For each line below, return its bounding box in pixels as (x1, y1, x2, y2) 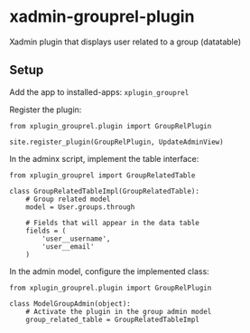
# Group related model (25, 195, 111, 204)
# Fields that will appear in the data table (25, 218, 200, 227)
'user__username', (42, 233, 111, 243)
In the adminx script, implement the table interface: (9, 153, 199, 164)
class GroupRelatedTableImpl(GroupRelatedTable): (9, 186, 200, 195)
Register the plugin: (9, 104, 82, 115)
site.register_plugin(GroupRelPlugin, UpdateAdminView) (9, 138, 224, 147)
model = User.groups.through (25, 202, 135, 212)
